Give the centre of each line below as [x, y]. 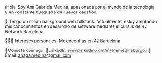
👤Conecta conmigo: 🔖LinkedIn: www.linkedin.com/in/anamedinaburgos [76, 50]
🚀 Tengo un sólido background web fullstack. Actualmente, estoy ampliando [81, 21]
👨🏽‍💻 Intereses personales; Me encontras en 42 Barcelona [63, 41]
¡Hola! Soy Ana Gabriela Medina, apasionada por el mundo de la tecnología [80, 7]
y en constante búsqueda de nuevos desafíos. [51, 12]
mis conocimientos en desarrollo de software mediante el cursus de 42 [76, 26]
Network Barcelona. [25, 31]
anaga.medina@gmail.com [45, 55]
